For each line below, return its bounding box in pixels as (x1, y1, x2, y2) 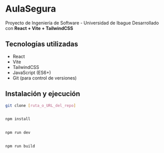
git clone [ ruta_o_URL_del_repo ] (5, 103, 76, 108)
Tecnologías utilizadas (5, 40, 78, 49)
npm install (5, 117, 30, 122)
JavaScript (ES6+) (12, 69, 51, 75)
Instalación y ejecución (5, 90, 80, 98)
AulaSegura (5, 3, 56, 15)
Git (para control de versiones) (12, 74, 77, 81)
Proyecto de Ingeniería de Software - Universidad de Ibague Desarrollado (5, 20, 159, 26)
